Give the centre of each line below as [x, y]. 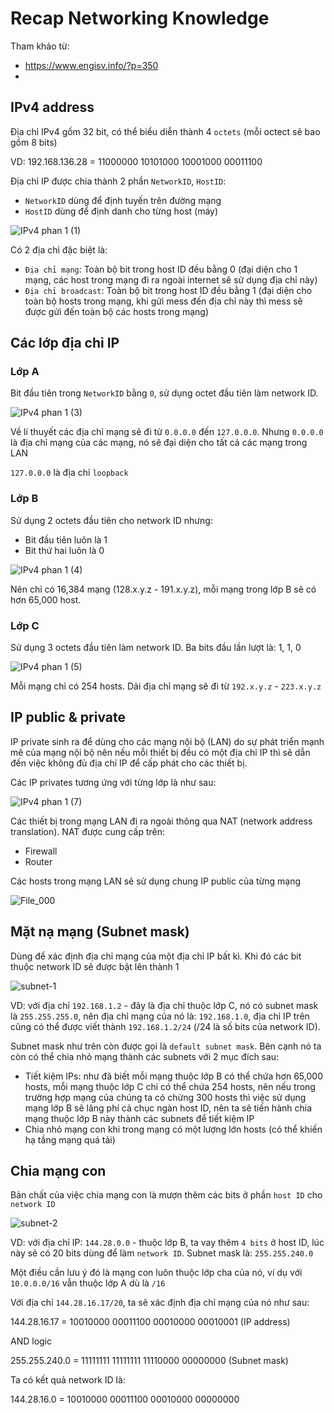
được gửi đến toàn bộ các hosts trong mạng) [116, 311]
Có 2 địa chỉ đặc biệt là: [59, 249]
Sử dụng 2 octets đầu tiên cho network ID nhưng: [111, 520]
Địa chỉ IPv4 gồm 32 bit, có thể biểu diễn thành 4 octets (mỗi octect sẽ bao [165, 131]
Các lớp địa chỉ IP [65, 343]
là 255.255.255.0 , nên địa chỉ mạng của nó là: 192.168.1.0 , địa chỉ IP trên [160, 1016]
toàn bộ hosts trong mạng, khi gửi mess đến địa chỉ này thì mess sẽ [163, 301]
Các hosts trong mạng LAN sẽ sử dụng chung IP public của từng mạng [156, 881]
